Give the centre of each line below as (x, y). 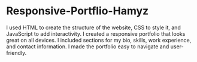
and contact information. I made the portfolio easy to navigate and (88, 46)
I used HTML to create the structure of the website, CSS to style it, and (93, 27)
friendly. (16, 52)
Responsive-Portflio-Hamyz (78, 11)
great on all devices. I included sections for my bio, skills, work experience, (99, 40)
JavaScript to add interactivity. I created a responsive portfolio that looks (96, 33)
